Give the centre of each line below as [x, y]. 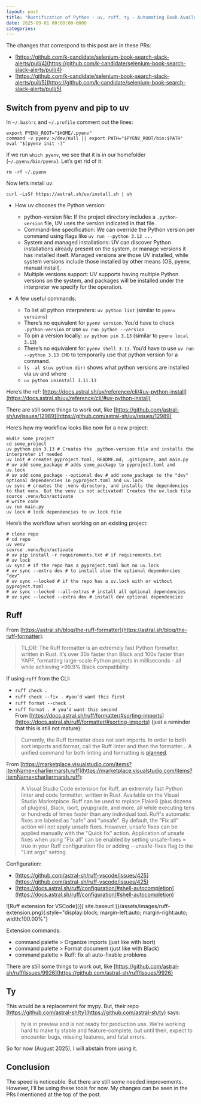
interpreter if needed [34, 455]
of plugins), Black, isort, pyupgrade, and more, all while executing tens [108, 807]
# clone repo [22, 534]
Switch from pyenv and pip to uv [68, 108]
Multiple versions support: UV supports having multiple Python [101, 274]
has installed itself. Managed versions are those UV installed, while [106, 255]
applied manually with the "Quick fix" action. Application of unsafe [103, 833]
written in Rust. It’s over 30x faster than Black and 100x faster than [103, 654]
